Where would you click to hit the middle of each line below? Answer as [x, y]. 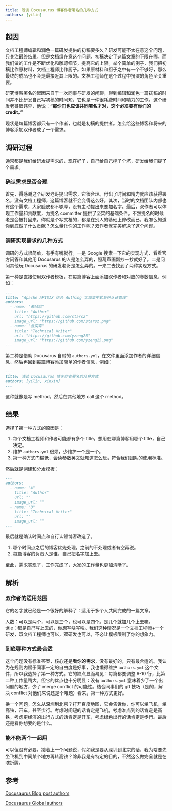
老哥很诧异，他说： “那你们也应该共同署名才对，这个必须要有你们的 [80, 106]
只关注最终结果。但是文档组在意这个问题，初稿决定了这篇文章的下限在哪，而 [86, 56]
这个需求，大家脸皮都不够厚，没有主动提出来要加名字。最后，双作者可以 [86, 207]
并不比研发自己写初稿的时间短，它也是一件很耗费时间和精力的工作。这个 [86, 100]
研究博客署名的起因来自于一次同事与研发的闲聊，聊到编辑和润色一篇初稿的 [84, 93]
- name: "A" [23, 488]
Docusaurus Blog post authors [37, 793]
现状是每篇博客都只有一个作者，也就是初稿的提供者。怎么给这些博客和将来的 [86, 123]
